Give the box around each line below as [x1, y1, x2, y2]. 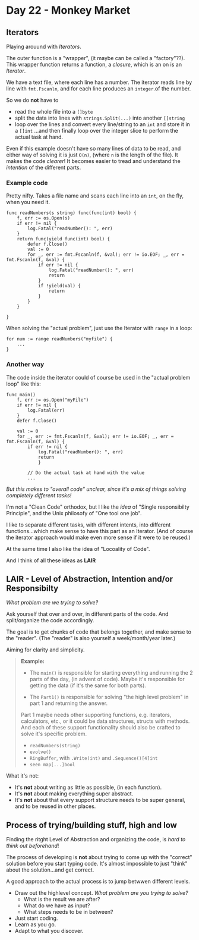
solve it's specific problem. [20, 730, 87, 738]
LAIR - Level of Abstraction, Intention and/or [6, 574, 173, 584]
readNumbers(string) [29, 743, 81, 749]
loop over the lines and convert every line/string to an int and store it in [14, 121, 190, 128]
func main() [6, 391, 36, 397]
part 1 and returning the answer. [29, 700, 108, 707]
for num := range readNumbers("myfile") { [6, 336, 113, 342]
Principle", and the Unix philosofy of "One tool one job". [6, 509, 142, 516]
